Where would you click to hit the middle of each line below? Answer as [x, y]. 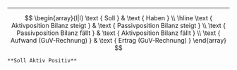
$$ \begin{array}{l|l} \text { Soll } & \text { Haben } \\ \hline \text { [119, 18]
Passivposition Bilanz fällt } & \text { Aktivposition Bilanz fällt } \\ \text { [119, 33]
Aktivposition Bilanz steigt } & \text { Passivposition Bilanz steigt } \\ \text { [119, 26]
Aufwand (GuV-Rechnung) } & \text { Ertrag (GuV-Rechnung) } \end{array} [119, 40]
